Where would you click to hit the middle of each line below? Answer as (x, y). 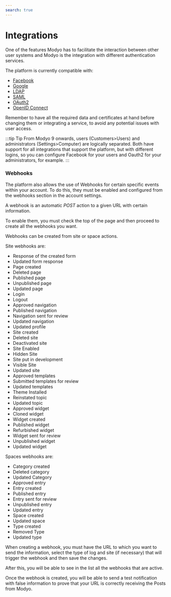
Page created (27, 266)
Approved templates (34, 376)
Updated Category (32, 477)
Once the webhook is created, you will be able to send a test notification (81, 578)
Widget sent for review (37, 436)
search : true (19, 10)
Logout (20, 299)
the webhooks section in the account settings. (54, 195)
